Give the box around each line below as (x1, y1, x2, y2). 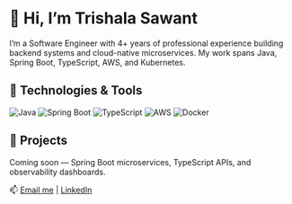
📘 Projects (9, 133, 68, 148)
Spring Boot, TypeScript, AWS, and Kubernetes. (9, 57, 186, 67)
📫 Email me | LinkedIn (9, 184, 93, 195)
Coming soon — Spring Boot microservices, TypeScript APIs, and (9, 156, 252, 167)
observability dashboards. (9, 166, 106, 177)
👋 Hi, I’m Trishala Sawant (9, 8, 198, 29)
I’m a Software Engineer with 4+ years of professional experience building (9, 38, 284, 49)
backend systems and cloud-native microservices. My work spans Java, (9, 47, 278, 58)
